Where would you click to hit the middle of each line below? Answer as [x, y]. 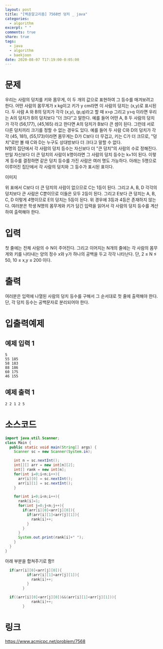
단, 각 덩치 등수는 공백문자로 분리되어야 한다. [47, 302]
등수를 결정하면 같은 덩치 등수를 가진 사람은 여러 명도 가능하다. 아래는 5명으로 [83, 161]
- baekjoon [20, 55]
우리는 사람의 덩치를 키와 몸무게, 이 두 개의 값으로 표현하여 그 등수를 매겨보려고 [80, 100]
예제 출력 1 [20, 392]
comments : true [20, 32]
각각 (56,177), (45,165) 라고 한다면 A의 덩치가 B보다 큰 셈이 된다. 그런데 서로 [82, 124]
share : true [17, 37]
